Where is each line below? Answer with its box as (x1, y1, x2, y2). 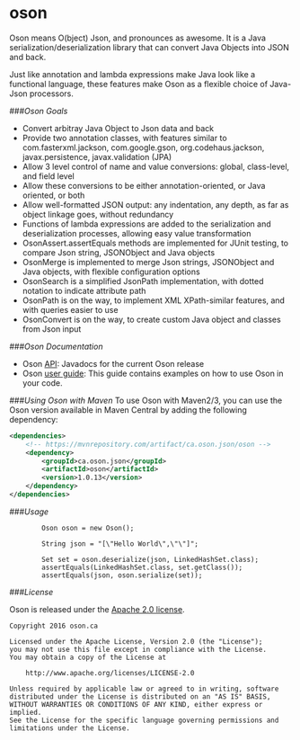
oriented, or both (22, 190, 85, 201)
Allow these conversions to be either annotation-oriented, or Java (22, 180, 266, 191)
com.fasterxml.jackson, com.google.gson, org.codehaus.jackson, (22, 142, 265, 153)
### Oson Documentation (9, 341, 103, 352)
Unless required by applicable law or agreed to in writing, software (9, 684, 279, 693)
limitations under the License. (9, 723, 130, 733)
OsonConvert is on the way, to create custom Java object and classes (22, 314, 281, 325)
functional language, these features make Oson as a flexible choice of (9, 78, 268, 89)
